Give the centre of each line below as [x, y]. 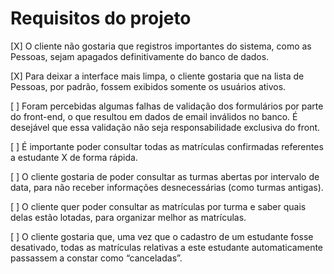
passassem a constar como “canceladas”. [96, 258]
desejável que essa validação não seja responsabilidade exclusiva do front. [165, 127]
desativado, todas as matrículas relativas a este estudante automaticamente [167, 247]
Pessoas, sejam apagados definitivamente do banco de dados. [140, 56]
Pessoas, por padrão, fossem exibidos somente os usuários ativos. [148, 86]
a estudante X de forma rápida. [74, 157]
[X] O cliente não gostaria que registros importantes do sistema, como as [161, 46]
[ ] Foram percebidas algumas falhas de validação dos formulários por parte [167, 106]
